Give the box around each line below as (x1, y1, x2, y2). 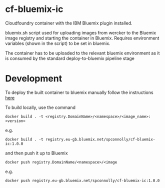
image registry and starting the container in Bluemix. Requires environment (5, 35, 159, 41)
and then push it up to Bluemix (5, 150, 68, 156)
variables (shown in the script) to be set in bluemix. (5, 40, 111, 46)
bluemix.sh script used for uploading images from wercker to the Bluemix (5, 29, 156, 35)
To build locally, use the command (5, 104, 76, 110)
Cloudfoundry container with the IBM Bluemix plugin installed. (5, 20, 132, 26)
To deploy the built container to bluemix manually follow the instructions (5, 89, 153, 95)
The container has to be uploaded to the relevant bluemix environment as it (5, 50, 160, 56)
